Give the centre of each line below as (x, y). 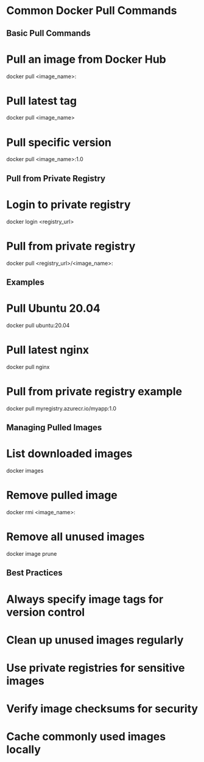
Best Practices (34, 573)
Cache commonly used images (86, 737)
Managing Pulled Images (54, 428)
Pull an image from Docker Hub (86, 59)
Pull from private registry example (94, 392)
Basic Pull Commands (48, 33)
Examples (25, 282)
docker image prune (32, 554)
